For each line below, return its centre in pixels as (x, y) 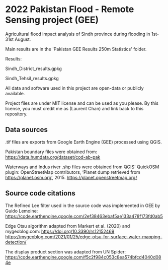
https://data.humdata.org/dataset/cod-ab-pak (53, 157)
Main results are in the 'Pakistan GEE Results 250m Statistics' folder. (76, 49)
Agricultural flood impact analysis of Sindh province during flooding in (78, 34)
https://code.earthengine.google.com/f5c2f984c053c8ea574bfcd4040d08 (83, 257)
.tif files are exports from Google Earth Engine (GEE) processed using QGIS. (83, 142)
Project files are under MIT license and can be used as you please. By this (82, 103)
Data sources (26, 130)
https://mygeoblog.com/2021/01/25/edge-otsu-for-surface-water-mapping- (84, 237)
